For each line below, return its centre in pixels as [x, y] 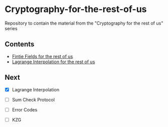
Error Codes [25, 109]
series [11, 28]
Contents [20, 44]
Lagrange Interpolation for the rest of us [53, 62]
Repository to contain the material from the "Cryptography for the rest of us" [84, 23]
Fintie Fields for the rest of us [43, 56]
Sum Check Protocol [33, 99]
